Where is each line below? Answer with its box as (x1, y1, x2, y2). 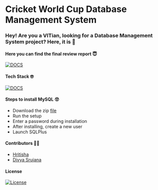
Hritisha (12, 151, 29, 157)
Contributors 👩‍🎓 (5, 140, 40, 146)
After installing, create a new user (12, 123, 83, 129)
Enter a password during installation (12, 118, 87, 124)
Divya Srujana (12, 156, 42, 162)
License (5, 168, 23, 174)
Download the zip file (12, 107, 57, 113)
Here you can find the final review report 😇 (5, 51, 97, 57)
